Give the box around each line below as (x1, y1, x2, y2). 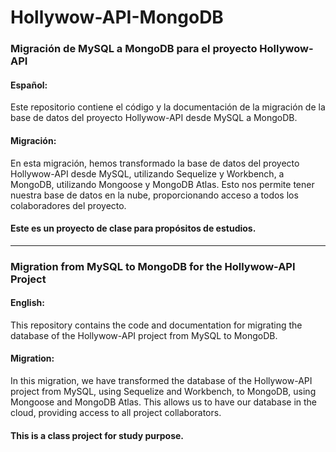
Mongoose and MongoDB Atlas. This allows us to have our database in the (10, 396, 318, 408)
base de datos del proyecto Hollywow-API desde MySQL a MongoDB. (10, 112, 298, 124)
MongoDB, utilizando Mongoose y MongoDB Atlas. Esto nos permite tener (10, 178, 315, 190)
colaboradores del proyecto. (10, 199, 127, 211)
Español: (10, 79, 48, 91)
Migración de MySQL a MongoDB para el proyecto (10, 42, 258, 56)
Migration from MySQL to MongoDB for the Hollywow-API (10, 259, 296, 273)
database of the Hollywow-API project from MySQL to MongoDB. (10, 329, 278, 341)
